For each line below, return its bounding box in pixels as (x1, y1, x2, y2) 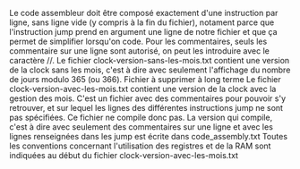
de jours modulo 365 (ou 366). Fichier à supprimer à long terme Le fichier (9, 74, 282, 84)
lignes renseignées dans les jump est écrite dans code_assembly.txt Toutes (9, 131, 288, 141)
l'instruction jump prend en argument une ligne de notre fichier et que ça (9, 27, 278, 37)
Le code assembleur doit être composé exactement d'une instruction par (9, 8, 279, 18)
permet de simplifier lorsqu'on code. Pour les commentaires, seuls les (9, 36, 268, 46)
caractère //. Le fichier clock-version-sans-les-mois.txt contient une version (9, 55, 290, 65)
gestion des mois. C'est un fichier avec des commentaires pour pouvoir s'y (9, 93, 287, 104)
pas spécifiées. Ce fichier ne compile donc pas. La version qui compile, (9, 112, 273, 123)
